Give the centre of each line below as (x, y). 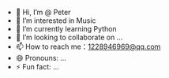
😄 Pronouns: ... (41, 58)
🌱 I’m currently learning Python (66, 29)
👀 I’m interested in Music (56, 20)
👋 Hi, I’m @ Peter (43, 12)
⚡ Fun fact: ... (37, 67)
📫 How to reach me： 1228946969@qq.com (88, 46)
